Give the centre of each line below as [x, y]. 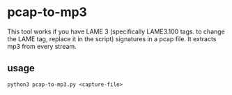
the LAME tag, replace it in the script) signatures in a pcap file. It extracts [112, 38]
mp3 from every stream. [42, 46]
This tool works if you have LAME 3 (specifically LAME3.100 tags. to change [116, 31]
